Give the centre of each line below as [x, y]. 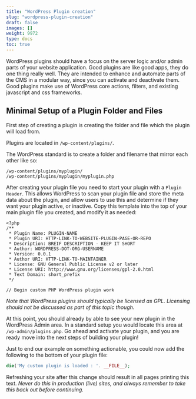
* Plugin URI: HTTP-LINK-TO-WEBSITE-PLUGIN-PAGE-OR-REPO [80, 238]
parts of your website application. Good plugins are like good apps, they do [97, 67]
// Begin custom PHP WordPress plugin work [60, 290]
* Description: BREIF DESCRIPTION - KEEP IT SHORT [72, 244]
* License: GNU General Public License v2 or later [73, 264]
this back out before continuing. [45, 390]
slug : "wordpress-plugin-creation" [50, 17]
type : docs [19, 39]
